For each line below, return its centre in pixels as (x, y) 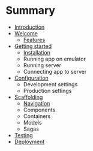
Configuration (31, 78)
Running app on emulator (55, 59)
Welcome (26, 33)
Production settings (47, 90)
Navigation (37, 103)
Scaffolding (28, 97)
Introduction (29, 27)
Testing (24, 135)
